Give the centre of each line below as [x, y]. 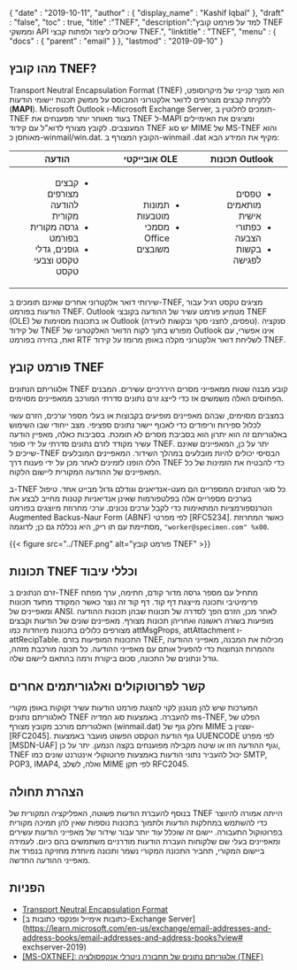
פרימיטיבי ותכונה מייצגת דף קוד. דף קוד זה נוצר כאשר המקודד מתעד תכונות [133, 602]
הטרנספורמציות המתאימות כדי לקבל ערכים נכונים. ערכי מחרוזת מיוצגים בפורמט [141, 507]
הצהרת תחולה [46, 792]
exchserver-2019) [54, 947]
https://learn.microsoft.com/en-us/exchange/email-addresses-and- [148, 928]
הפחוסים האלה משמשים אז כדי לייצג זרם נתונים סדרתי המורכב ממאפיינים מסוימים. [147, 398]
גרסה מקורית [54, 227]
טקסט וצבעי [57, 260]
